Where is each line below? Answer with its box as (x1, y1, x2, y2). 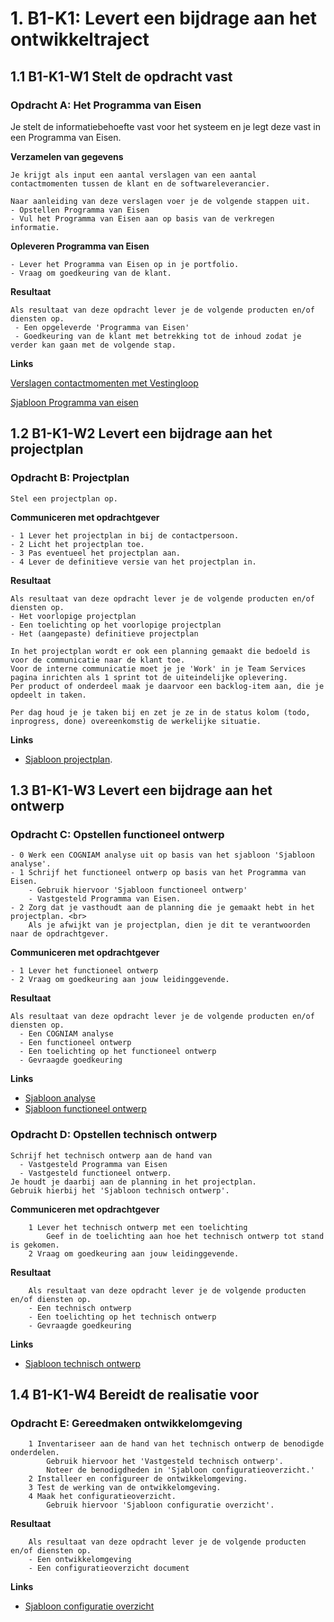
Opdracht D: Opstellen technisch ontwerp (10, 1128, 218, 1142)
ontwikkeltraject (10, 28, 150, 51)
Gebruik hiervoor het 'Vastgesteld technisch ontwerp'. (46, 1457, 284, 1467)
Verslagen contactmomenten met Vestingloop (10, 377, 199, 389)
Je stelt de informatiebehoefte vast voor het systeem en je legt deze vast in (10, 120, 321, 132)
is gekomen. (10, 1240, 60, 1250)
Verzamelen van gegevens (10, 150, 124, 162)
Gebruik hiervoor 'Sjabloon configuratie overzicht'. (46, 1500, 275, 1511)
